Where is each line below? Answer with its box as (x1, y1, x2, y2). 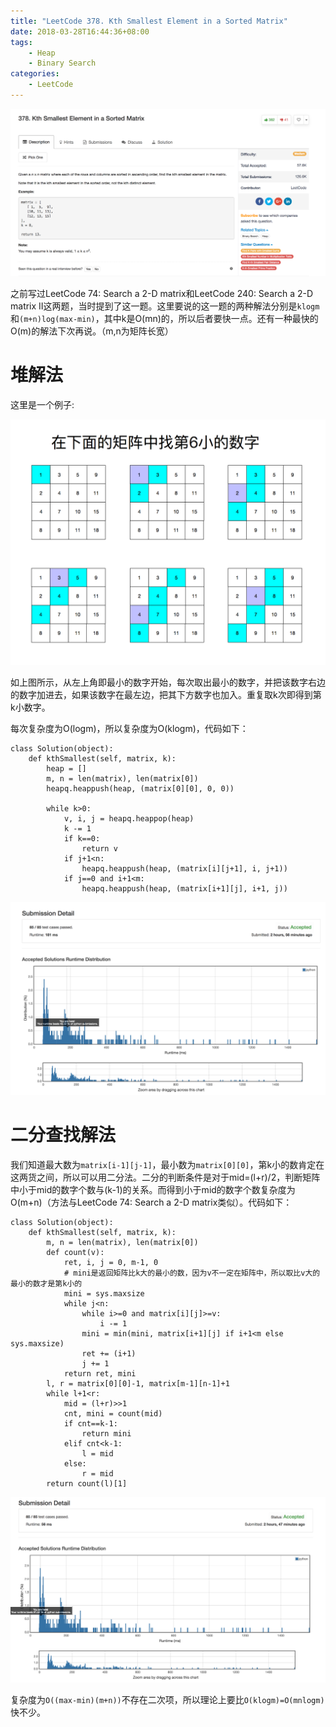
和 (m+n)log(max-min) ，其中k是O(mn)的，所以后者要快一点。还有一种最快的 (10, 313, 319, 325)
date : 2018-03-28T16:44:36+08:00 (10, 26, 150, 37)
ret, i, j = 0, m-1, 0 (63, 1257, 159, 1267)
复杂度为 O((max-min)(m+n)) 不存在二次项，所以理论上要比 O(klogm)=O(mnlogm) (10, 1693, 325, 1705)
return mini (81, 1428, 132, 1439)
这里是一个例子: (10, 399, 75, 411)
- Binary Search (28, 58, 97, 69)
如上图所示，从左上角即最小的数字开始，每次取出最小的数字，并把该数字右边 (10, 676, 326, 688)
